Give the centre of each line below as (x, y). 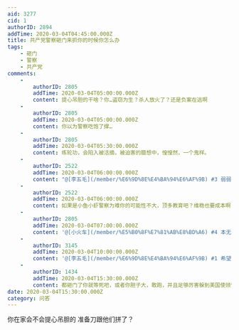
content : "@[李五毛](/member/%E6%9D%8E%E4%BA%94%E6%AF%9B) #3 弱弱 (132, 179)
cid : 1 (17, 21)
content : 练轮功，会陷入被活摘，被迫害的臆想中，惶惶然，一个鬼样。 (121, 153)
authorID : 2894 (30, 27)
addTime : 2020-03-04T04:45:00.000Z (60, 34)
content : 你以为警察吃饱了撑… (73, 126)
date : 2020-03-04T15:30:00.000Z (55, 292)
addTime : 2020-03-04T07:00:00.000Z (86, 225)
